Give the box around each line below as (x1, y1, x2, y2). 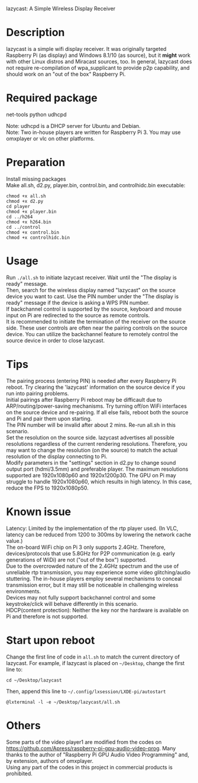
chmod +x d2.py (6, 198, 44, 204)
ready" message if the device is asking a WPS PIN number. (6, 299, 150, 306)
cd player (6, 203, 31, 209)
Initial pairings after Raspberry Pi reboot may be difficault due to (6, 396, 163, 403)
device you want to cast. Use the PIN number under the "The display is (6, 293, 179, 300)
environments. (6, 587, 41, 595)
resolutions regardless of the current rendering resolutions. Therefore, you (6, 440, 188, 447)
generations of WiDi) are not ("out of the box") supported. (6, 556, 147, 563)
